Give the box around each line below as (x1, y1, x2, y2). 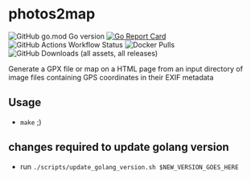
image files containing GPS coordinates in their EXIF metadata (8, 72, 214, 82)
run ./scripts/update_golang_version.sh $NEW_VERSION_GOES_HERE (19, 161, 239, 171)
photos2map (8, 5, 96, 23)
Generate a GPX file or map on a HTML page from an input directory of (8, 63, 244, 73)
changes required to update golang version (8, 140, 229, 154)
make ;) (19, 117, 42, 127)
